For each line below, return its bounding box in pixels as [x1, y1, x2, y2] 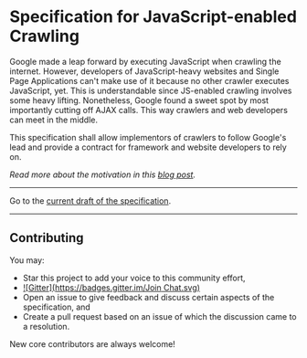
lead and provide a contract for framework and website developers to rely [9, 142, 288, 153]
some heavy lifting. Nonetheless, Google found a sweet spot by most [9, 94, 270, 106]
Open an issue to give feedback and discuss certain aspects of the [22, 291, 275, 302]
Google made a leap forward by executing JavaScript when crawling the [9, 56, 281, 67]
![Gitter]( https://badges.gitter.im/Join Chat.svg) [22, 281, 201, 293]
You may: [9, 254, 45, 266]
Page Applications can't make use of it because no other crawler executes [9, 75, 290, 86]
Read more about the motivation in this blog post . [9, 169, 196, 180]
